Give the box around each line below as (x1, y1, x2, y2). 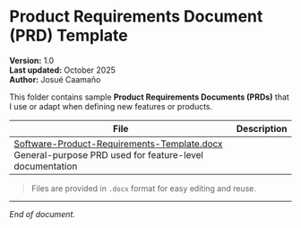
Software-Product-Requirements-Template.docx (13, 137, 223, 150)
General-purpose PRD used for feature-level (13, 148, 204, 161)
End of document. (9, 208, 76, 219)
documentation (13, 160, 78, 172)
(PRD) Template (9, 25, 128, 46)
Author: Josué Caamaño (9, 74, 101, 84)
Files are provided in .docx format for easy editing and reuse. (30, 182, 257, 194)
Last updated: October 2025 (9, 65, 116, 75)
